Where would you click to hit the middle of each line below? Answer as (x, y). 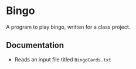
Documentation (35, 45)
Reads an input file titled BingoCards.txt (63, 59)
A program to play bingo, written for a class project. (68, 27)
